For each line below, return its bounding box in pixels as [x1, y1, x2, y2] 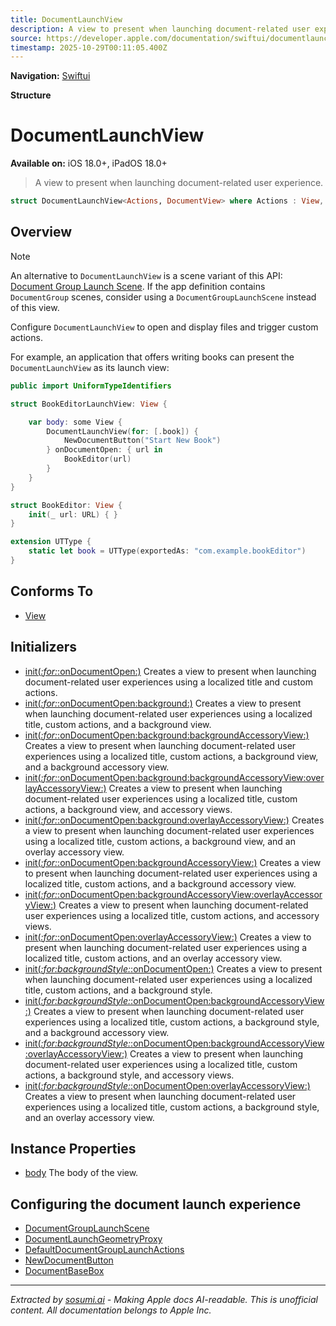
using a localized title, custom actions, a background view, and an [24, 835, 296, 847]
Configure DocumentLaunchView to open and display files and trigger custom [10, 321, 319, 333]
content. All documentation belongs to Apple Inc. [10, 1304, 212, 1316]
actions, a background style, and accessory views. [24, 1069, 235, 1081]
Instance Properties [10, 1140, 137, 1157]
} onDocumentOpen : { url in [46, 445, 163, 455]
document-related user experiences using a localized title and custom [24, 676, 313, 688]
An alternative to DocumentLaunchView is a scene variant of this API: [10, 269, 283, 281]
